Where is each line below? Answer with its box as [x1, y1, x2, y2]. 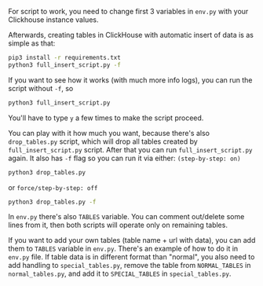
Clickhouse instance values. [8, 15, 99, 24]
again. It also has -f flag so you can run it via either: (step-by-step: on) [8, 153, 241, 163]
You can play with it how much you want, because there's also [8, 128, 210, 137]
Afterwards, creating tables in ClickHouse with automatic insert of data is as [8, 31, 254, 39]
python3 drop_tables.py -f [8, 198, 97, 206]
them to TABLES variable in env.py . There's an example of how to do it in [8, 244, 239, 254]
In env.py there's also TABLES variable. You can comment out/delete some [8, 212, 245, 222]
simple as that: [8, 38, 56, 48]
